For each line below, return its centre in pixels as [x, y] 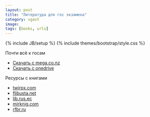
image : [12, 24]
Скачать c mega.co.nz [36, 63]
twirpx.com [24, 88]
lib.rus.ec [22, 99]
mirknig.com [26, 104]
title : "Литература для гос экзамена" [46, 15]
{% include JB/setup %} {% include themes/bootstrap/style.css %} [75, 43]
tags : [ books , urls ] [27, 29]
